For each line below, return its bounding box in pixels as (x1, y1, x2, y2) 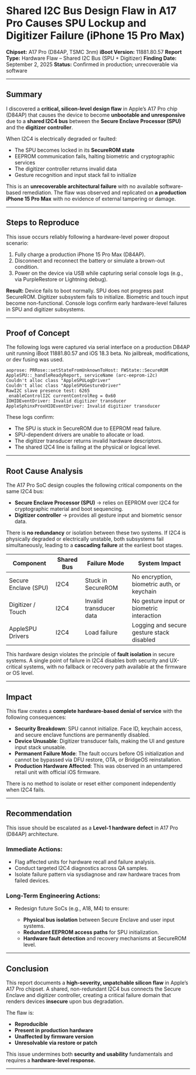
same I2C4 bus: (6, 488, 44, 495)
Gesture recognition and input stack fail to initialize (14, 171, 137, 178)
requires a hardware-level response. (6, 1057, 96, 1064)
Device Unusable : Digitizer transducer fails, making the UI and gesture (14, 738, 185, 745)
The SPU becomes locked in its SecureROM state (14, 146, 135, 153)
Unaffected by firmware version (14, 1033, 94, 1040)
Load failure (85, 629, 118, 637)
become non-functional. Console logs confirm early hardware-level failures (6, 299, 187, 306)
